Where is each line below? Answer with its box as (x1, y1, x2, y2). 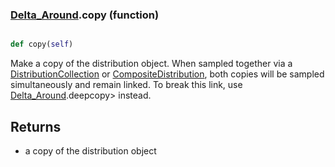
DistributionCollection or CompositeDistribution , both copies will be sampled (10, 68, 325, 80)
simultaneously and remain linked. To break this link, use (10, 79, 243, 91)
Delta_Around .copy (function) (10, 8, 160, 22)
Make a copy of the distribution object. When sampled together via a (10, 58, 293, 70)
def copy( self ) (10, 39, 74, 50)
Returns (10, 118, 62, 135)
